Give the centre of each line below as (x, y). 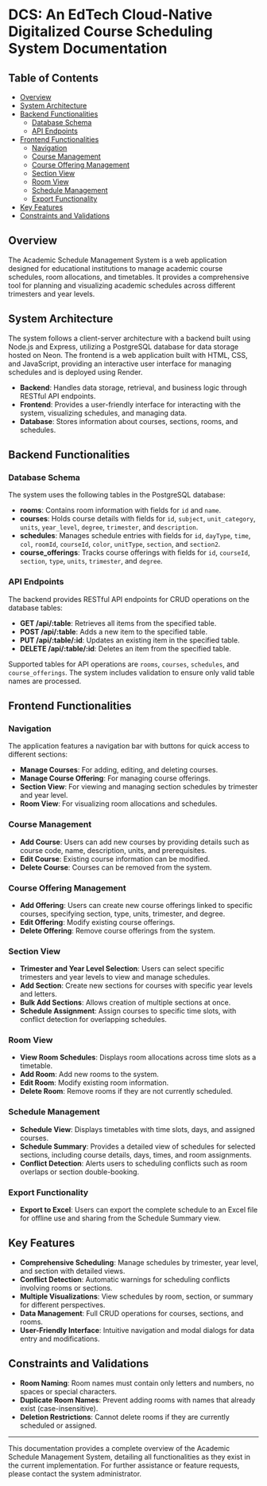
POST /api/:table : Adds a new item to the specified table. (114, 631)
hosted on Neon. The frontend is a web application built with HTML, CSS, (128, 355)
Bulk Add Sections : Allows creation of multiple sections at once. (125, 1003)
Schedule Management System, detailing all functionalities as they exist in (129, 1457)
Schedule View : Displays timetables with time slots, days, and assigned (137, 1129)
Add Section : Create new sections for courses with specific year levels (136, 985)
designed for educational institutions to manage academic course (116, 268)
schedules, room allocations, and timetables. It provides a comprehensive (129, 277)
